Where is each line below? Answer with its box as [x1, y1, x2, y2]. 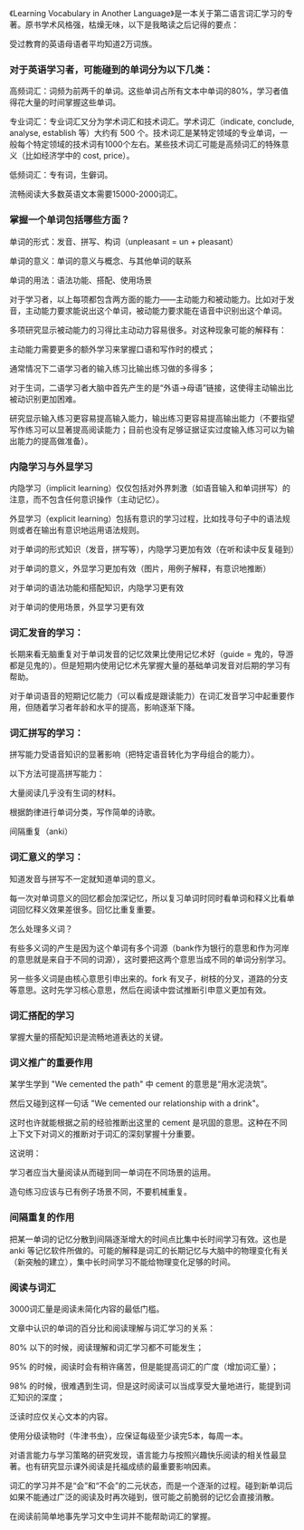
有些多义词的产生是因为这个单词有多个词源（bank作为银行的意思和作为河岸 [9, 942, 290, 954]
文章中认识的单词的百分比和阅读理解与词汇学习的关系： [9, 1322, 215, 1333]
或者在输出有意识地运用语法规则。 [16, 524, 145, 535]
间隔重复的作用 [9, 1211, 75, 1224]
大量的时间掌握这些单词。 [24, 97, 120, 108]
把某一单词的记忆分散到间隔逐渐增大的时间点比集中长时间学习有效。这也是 [9, 1234, 287, 1244]
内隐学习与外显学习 [9, 460, 93, 473]
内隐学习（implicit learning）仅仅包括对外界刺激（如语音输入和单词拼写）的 [9, 482, 291, 493]
